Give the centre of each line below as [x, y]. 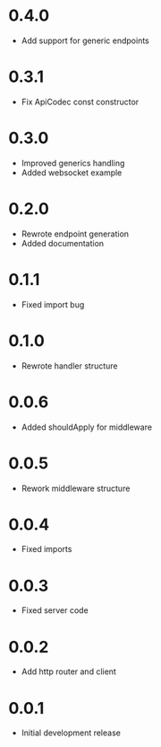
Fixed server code [55, 610]
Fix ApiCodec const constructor [80, 102]
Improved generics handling [73, 163]
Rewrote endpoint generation [75, 234]
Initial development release [71, 733]
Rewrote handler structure [69, 366]
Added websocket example [72, 173]
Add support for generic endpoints [85, 40]
